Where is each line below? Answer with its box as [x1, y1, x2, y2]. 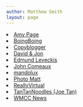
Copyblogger [14, 43, 46, 51]
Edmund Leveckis [14, 56, 58, 63]
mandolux [14, 69, 38, 76]
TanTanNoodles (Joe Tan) [14, 88, 77, 95]
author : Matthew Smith [6, 8, 63, 15]
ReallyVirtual [14, 81, 45, 88]
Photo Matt [14, 75, 41, 82]
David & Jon [14, 50, 44, 57]
